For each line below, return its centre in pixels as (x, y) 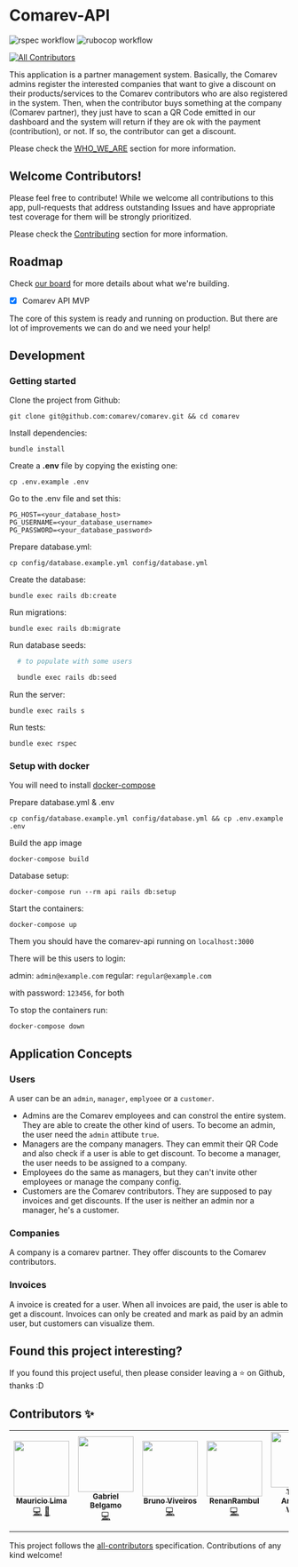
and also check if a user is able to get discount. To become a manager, (151, 1154)
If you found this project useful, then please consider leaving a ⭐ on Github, (147, 1373)
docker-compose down (47, 1027)
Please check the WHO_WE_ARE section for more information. (123, 148)
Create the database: (48, 580)
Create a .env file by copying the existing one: (94, 466)
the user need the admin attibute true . (90, 1135)
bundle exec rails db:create (63, 596)
